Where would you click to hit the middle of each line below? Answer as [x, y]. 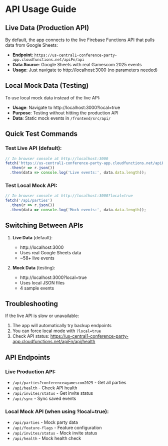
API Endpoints [28, 357]
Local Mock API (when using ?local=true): [57, 411]
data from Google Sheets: [32, 45]
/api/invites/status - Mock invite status [55, 433]
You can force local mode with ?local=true [57, 331]
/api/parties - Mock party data [45, 422]
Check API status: [31, 336]
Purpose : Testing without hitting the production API [65, 113]
